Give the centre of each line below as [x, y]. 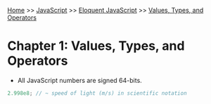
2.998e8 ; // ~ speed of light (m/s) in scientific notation [97, 93]
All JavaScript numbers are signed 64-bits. [79, 80]
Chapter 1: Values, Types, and [96, 46]
